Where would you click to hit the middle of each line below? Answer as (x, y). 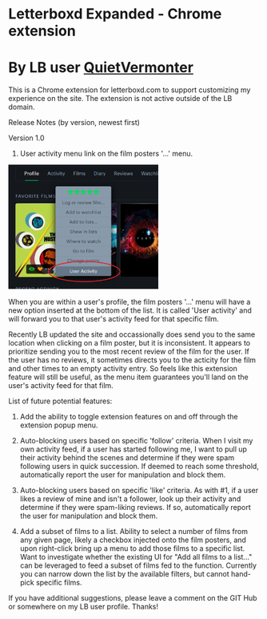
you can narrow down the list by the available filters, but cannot (124, 574)
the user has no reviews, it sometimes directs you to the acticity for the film (132, 360)
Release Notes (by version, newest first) (74, 123)
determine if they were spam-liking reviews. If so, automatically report (135, 508)
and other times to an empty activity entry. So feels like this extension (123, 369)
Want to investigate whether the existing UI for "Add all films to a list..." (136, 557)
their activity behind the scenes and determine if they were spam (127, 458)
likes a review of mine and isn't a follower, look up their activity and (130, 499)
